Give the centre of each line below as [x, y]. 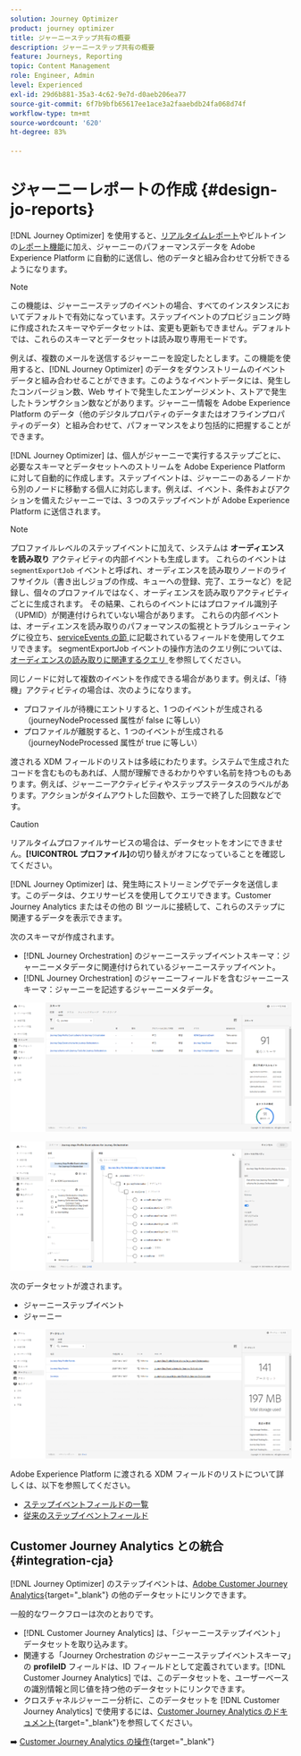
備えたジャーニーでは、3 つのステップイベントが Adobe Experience [165, 500]
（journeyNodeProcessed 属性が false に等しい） [114, 720]
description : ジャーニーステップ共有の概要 [83, 47]
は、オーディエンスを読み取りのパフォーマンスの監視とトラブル [127, 626]
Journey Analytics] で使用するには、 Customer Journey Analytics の [147, 1711]
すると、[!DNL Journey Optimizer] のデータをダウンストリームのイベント [152, 369]
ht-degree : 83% [38, 133]
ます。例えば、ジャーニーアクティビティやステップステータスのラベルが [149, 784]
